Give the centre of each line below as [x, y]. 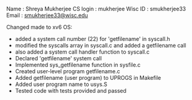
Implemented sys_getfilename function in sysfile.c [78, 65]
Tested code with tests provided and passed [70, 91]
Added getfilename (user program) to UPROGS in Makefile [88, 78]
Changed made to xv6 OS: [39, 27]
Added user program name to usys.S [61, 84]
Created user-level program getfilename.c [67, 71]
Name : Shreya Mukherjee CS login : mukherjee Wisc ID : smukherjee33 [96, 9]
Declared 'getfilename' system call [58, 58]
